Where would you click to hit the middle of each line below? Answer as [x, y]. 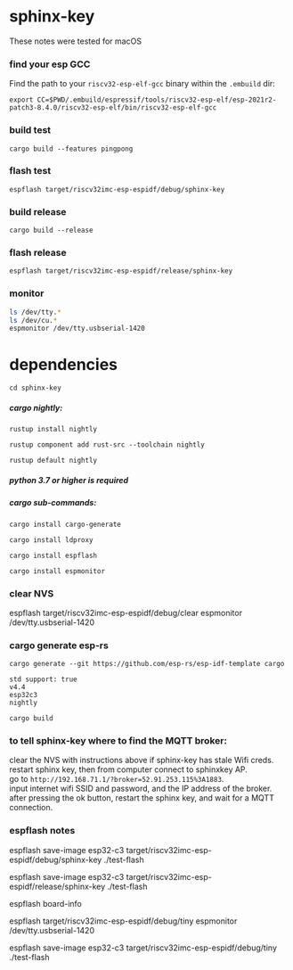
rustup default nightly [53, 461]
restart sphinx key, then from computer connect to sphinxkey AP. [128, 769]
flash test [30, 171]
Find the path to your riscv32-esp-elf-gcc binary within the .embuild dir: [142, 84]
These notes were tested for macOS [76, 41]
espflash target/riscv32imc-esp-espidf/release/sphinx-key [121, 271]
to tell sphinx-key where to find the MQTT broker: [118, 741]
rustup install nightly [53, 430]
